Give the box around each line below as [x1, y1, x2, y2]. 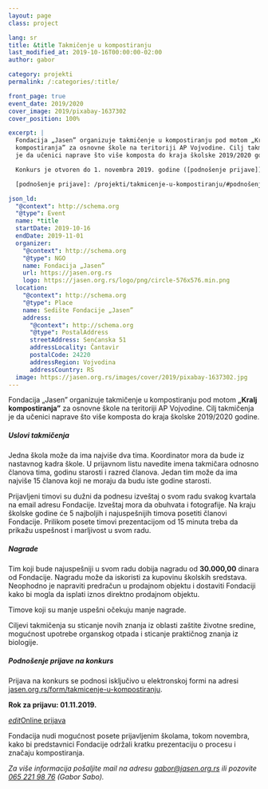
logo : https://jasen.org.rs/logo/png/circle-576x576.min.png [22, 277, 230, 285]
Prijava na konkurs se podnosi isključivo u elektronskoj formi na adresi [8, 676, 239, 686]
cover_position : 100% [8, 114, 81, 122]
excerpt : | [8, 129, 45, 137]
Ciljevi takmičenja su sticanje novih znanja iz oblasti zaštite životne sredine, [8, 621, 257, 631]
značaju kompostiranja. [8, 748, 85, 758]
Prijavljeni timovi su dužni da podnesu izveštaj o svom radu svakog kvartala [8, 491, 257, 501]
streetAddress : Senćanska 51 [29, 336, 127, 344]
